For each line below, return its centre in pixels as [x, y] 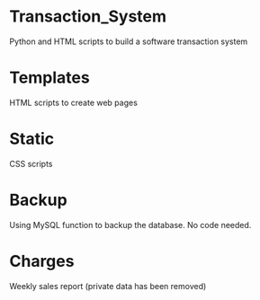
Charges [42, 261]
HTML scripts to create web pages [73, 102]
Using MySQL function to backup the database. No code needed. [130, 225]
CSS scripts [31, 163]
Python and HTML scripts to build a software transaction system [129, 41]
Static [32, 139]
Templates [49, 78]
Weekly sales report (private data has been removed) [108, 286]
